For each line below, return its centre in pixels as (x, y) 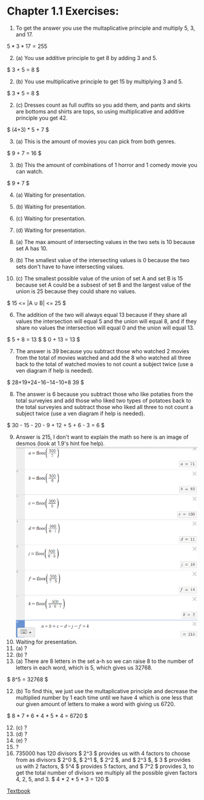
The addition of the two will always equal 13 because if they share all (101, 314)
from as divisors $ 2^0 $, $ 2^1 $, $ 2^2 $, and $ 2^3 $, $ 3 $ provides (103, 759)
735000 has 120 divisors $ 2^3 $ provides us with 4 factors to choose (103, 753)
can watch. (30, 171)
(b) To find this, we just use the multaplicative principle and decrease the (107, 691)
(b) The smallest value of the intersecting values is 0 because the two (103, 260)
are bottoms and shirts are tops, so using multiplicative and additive (100, 111)
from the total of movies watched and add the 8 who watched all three (103, 358)
